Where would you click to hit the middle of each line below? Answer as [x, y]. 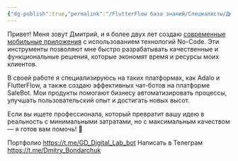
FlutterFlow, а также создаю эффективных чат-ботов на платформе [109, 85]
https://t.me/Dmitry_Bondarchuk [54, 150]
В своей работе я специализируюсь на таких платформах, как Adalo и [114, 78]
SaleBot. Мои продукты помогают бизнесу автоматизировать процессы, [117, 93]
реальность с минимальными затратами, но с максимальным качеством [119, 121]
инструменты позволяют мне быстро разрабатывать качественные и [113, 49]
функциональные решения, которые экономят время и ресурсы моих [113, 56]
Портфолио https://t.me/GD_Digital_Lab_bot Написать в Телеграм [105, 143]
